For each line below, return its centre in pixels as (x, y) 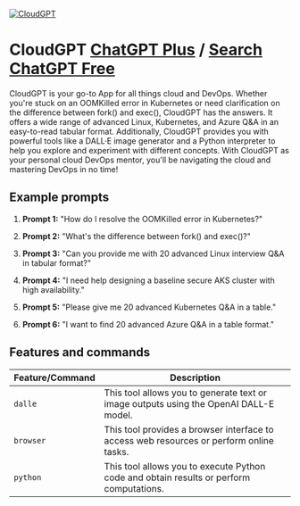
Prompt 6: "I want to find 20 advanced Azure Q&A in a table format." (148, 324)
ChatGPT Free (62, 69)
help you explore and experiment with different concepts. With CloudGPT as (150, 150)
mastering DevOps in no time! (64, 169)
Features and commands (79, 353)
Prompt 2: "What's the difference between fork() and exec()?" (137, 236)
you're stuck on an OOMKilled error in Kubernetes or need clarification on (145, 103)
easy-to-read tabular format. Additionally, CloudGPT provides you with (139, 131)
